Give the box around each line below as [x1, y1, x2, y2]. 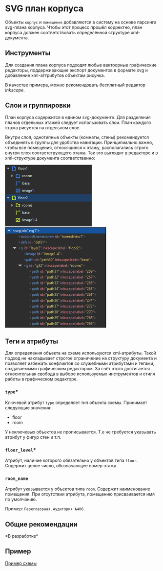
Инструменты [5, 49, 51, 57]
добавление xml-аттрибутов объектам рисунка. [5, 72, 105, 78]
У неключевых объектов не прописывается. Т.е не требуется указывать [5, 429, 156, 435]
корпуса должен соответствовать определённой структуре [5, 29, 130, 35]
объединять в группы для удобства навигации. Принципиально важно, [5, 139, 154, 145]
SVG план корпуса [5, 3, 84, 14]
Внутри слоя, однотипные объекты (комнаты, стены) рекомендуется [5, 134, 149, 140]
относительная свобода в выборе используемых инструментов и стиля [5, 371, 155, 377]
